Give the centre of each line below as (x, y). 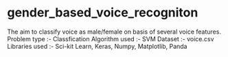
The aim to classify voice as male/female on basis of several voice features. (114, 32)
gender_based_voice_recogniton (103, 13)
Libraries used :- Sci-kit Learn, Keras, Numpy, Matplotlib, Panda (97, 46)
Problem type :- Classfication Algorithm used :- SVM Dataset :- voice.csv (111, 38)
